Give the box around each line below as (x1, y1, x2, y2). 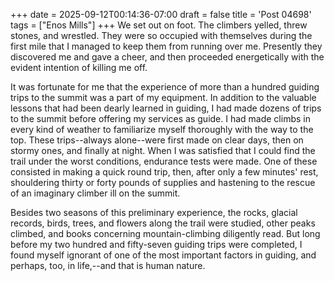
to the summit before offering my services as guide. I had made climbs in (10, 113, 311, 124)
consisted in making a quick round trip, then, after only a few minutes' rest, (10, 166, 319, 178)
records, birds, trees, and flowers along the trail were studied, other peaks (10, 217, 316, 229)
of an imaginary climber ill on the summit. (10, 187, 181, 199)
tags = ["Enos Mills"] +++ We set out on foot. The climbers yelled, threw (10, 19, 308, 31)
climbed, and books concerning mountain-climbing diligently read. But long (10, 228, 321, 239)
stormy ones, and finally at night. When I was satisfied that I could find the (10, 145, 316, 156)
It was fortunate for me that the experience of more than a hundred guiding (10, 81, 320, 93)
